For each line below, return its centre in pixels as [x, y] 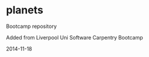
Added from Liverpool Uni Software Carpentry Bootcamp [74, 37]
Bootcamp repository [32, 26]
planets [25, 10]
